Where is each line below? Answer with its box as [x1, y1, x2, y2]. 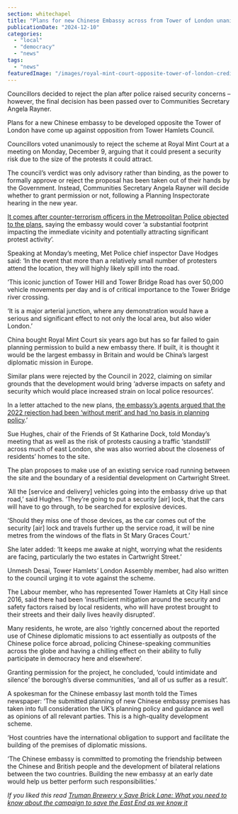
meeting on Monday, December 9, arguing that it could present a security [7, 147, 222, 156]
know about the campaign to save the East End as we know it [7, 798, 188, 807]
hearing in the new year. [7, 198, 78, 207]
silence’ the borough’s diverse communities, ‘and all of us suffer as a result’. [7, 675, 228, 684]
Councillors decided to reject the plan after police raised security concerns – [7, 89, 231, 98]
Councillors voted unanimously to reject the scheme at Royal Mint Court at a [7, 139, 229, 148]
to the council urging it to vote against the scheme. [7, 573, 156, 582]
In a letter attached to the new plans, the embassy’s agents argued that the [7, 401, 226, 409]
